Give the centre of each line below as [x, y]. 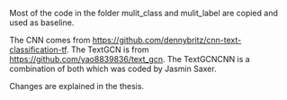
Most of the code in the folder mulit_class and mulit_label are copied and [144, 13]
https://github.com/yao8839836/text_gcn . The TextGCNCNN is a [130, 59]
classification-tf [38, 50]
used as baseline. [42, 23]
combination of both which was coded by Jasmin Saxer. [113, 68]
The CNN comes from [50, 40]
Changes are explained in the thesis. [77, 86]
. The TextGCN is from [108, 50]
